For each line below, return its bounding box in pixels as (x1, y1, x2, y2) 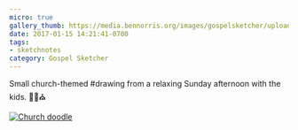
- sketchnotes (9, 46, 62, 55)
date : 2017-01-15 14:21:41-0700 (9, 29, 129, 38)
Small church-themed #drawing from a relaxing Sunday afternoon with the (9, 79, 281, 88)
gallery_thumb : (9, 21, 66, 30)
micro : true (9, 12, 53, 22)
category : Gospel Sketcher (9, 54, 109, 63)
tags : (9, 37, 29, 47)
